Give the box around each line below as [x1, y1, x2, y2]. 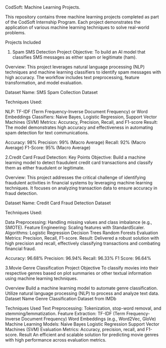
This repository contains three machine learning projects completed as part [5, 14, 160, 19]
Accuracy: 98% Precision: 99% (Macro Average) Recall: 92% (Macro [5, 139, 146, 145]
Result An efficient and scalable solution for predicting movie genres [19, 332, 159, 338]
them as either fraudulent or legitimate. [5, 165, 85, 171]
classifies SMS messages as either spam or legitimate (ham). [12, 54, 137, 60]
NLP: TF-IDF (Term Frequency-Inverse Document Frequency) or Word [5, 109, 148, 114]
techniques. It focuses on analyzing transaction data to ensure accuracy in [5, 185, 158, 191]
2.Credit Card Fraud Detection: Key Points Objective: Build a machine [5, 154, 146, 160]
